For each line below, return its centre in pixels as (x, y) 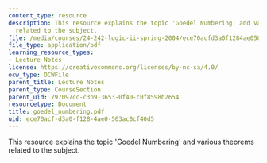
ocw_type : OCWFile (39, 75)
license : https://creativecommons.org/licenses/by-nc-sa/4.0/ (113, 68)
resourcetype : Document (48, 104)
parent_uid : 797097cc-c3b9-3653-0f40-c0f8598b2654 (94, 97)
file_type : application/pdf (55, 45)
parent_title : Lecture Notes (56, 82)
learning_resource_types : (51, 52)
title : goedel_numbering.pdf (56, 112)
